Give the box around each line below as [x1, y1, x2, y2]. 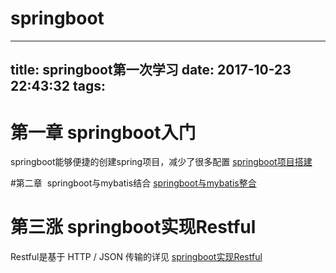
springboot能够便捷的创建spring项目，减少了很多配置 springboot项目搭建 [10, 156, 313, 168]
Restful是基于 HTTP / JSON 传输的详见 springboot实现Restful [10, 251, 263, 263]
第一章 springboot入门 [10, 121, 197, 144]
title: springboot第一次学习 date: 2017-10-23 [10, 62, 292, 79]
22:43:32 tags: [10, 78, 107, 95]
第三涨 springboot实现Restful [10, 216, 257, 239]
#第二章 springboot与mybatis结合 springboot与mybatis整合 [10, 177, 257, 189]
